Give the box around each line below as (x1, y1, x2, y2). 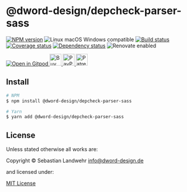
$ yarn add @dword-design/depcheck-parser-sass (6, 114, 124, 120)
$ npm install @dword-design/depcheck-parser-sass (6, 98, 132, 104)
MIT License (6, 180, 36, 187)
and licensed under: (6, 169, 54, 176)
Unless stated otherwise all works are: (6, 146, 98, 153)
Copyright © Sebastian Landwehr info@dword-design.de (6, 157, 144, 164)
